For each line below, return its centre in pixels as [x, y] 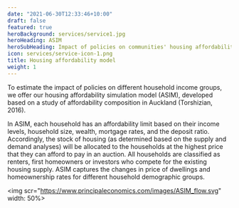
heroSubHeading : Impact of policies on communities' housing [100, 47]
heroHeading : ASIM [34, 41]
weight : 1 [22, 67]
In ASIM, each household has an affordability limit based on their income [113, 124]
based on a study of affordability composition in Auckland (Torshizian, [110, 102]
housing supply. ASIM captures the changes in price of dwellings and [109, 169]
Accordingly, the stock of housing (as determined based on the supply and [117, 139]
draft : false [27, 21]
